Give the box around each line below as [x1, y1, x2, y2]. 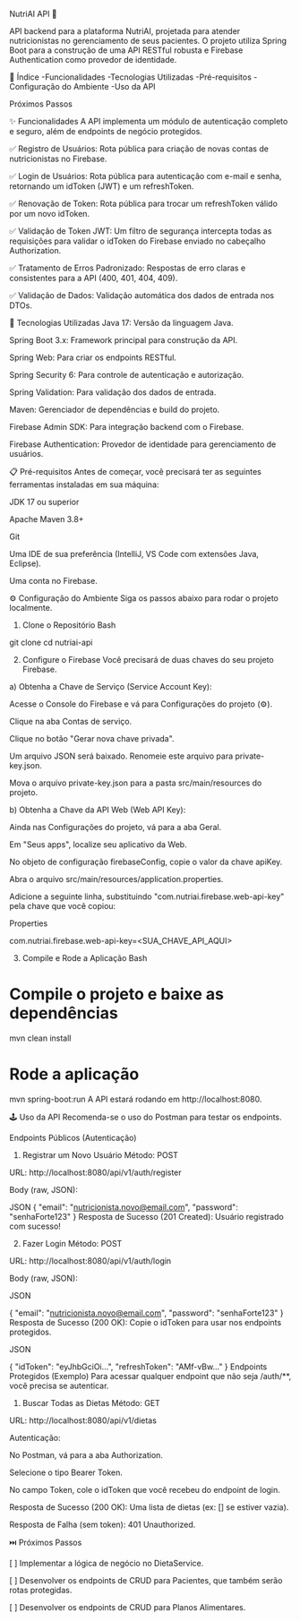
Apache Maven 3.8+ [9, 514, 84, 524]
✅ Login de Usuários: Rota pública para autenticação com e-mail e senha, [9, 171, 282, 181]
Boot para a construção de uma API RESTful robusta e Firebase [9, 45, 244, 56]
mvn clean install [9, 1033, 72, 1043]
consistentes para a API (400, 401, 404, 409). [9, 273, 178, 283]
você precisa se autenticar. [9, 1380, 109, 1391]
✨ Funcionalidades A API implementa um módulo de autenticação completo [9, 116, 288, 126]
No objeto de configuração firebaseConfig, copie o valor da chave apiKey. [9, 856, 283, 867]
